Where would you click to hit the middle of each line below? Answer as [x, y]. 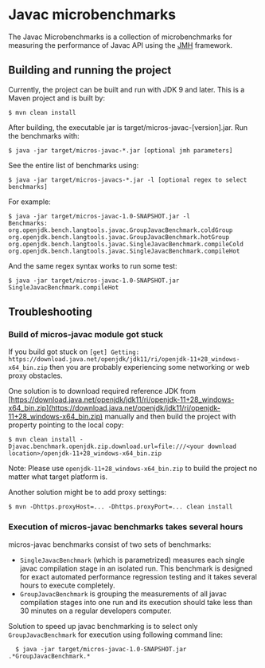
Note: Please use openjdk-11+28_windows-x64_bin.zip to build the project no [133, 469]
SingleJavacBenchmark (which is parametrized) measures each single [132, 560]
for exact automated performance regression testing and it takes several [138, 576]
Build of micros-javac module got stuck [86, 335]
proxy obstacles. [35, 375]
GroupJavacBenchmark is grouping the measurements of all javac [123, 593]
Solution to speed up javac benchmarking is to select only [103, 626]
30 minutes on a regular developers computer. [96, 611]
